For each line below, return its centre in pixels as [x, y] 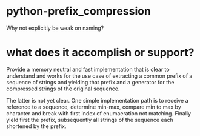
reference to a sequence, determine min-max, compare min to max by [94, 107]
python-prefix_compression [79, 11]
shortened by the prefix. [36, 126]
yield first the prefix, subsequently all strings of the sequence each [90, 120]
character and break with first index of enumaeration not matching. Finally [99, 113]
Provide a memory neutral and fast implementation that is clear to [88, 69]
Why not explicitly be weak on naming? [55, 28]
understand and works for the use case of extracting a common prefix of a [99, 76]
